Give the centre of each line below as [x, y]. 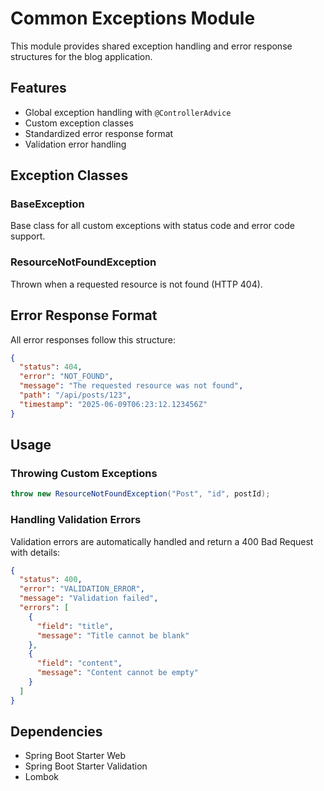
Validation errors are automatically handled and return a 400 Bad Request [162, 541]
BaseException [47, 204]
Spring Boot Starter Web [75, 756]
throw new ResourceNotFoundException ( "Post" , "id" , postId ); [140, 494]
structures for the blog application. [81, 56]
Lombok [42, 777]
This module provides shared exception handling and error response [151, 46]
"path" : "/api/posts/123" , [75, 395]
